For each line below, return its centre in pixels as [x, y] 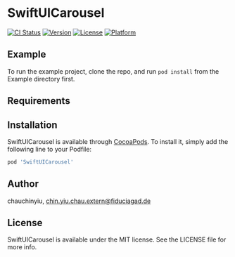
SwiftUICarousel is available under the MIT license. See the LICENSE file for [117, 239]
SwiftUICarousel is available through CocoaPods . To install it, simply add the [118, 141]
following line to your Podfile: [50, 149]
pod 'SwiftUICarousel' [40, 162]
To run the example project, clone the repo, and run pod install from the [113, 71]
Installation [32, 125]
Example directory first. [41, 79]
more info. [22, 247]
